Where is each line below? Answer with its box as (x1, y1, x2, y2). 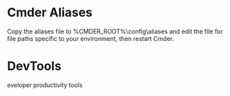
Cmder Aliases (7, 5, 93, 20)
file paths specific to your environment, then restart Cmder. (7, 34, 175, 42)
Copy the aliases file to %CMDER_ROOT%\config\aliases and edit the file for (7, 27, 223, 35)
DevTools (7, 59, 62, 74)
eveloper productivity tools (7, 80, 84, 89)
